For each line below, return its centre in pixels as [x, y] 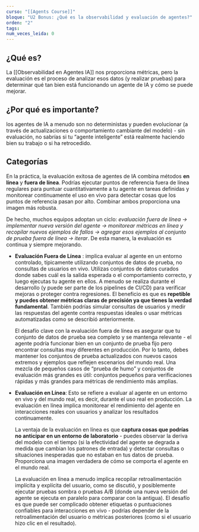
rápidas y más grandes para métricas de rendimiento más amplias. [96, 381]
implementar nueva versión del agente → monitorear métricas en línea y [95, 225]
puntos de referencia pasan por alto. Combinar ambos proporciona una [93, 201]
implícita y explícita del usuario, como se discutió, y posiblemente [95, 485]
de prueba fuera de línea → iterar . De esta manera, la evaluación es [89, 238]
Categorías [27, 162]
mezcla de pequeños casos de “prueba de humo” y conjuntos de [94, 369]
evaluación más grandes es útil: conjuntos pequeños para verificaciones [103, 374]
